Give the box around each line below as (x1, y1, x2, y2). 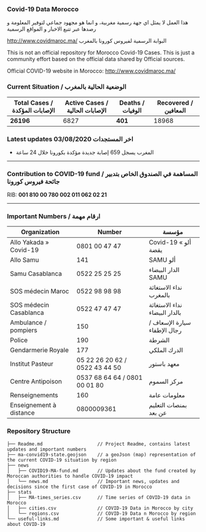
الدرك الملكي (149, 346, 183, 355)
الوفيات (122, 106, 142, 114)
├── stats (7, 489, 32, 495)
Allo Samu (10, 256, 39, 264)
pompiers (10, 326, 37, 334)
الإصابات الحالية (67, 106, 107, 114)
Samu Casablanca (10, 270, 62, 278)
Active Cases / (64, 98, 109, 107)
